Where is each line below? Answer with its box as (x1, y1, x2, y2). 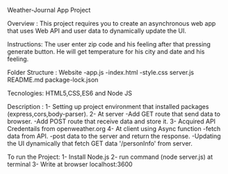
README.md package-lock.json (7, 76, 99, 84)
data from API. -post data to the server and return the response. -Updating (7, 132, 221, 140)
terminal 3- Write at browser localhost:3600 (7, 160, 133, 168)
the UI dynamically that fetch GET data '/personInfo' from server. (7, 139, 193, 148)
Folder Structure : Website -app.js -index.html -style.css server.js (7, 69, 195, 76)
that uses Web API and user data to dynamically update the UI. (7, 27, 186, 35)
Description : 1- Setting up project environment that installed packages (7, 103, 209, 110)
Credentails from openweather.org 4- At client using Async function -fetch (7, 125, 221, 132)
